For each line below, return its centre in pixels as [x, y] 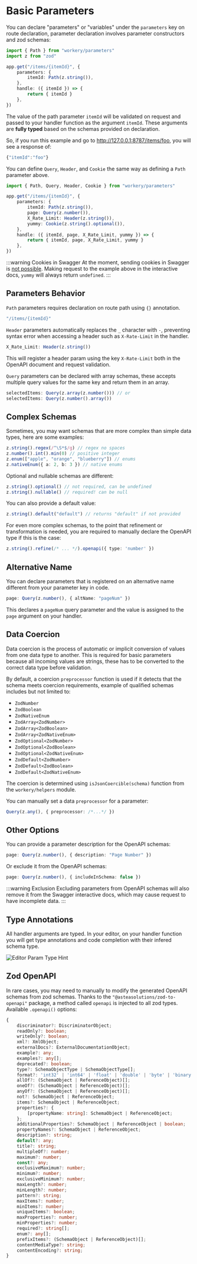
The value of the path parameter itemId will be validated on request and [93, 116]
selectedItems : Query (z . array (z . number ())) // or [68, 393]
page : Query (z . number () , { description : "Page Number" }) [79, 855]
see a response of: [29, 146]
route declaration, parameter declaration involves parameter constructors [95, 33]
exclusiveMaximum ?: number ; [51, 1168]
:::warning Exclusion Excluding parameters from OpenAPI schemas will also [98, 888]
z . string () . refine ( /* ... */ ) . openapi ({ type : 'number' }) [80, 549]
